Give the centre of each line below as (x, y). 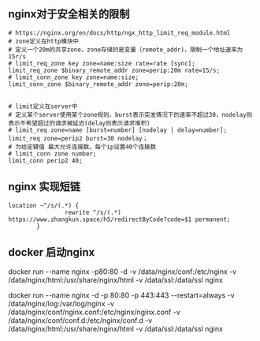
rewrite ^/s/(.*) (93, 212)
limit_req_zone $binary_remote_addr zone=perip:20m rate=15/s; (114, 70)
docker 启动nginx (52, 252)
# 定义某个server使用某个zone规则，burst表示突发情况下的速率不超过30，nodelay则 (130, 114)
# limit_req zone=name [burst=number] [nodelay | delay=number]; (117, 130)
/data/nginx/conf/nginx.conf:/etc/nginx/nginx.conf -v (94, 312)
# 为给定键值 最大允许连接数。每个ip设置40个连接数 (82, 147)
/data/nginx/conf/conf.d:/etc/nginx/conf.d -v (80, 320)
